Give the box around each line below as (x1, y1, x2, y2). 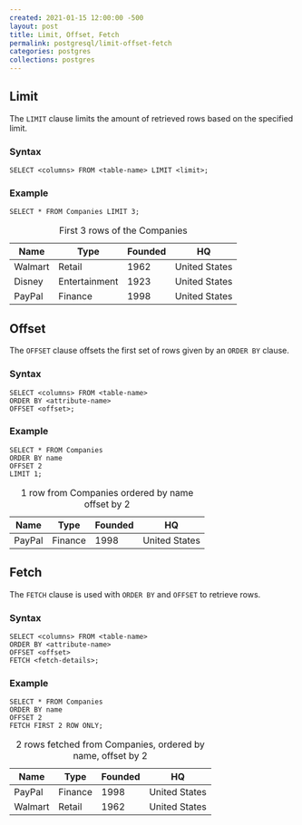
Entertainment (58, 276, 119, 288)
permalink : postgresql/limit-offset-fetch (9, 38, 172, 48)
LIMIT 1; (9, 469, 43, 479)
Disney (14, 276, 44, 288)
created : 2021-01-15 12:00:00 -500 (9, 13, 144, 23)
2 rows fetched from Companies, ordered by (15, 738, 206, 751)
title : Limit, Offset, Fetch (9, 30, 120, 39)
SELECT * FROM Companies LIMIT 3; (9, 208, 141, 217)
